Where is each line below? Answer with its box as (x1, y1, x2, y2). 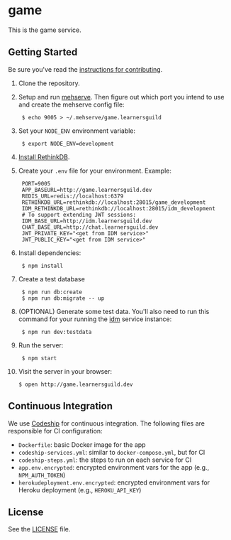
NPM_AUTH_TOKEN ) (18, 470, 66, 479)
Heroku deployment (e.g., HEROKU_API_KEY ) (18, 485, 142, 494)
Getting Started (8, 46, 78, 58)
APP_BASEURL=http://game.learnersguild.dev (21, 186, 152, 193)
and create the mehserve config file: (18, 100, 125, 109)
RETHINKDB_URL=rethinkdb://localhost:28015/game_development (21, 198, 206, 206)
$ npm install (21, 262, 64, 269)
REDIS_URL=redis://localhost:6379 (21, 193, 124, 200)
